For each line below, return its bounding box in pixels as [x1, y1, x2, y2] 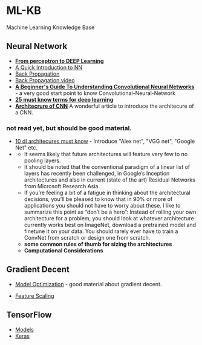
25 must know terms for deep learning [15, 96, 114, 103]
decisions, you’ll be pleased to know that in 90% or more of [24, 195, 173, 203]
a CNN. [15, 108, 33, 116]
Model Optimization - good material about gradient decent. [15, 280, 162, 287]
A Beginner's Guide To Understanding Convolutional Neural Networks [15, 83, 195, 90]
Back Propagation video [15, 76, 75, 84]
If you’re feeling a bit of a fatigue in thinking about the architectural [24, 189, 191, 197]
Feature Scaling [15, 292, 54, 300]
